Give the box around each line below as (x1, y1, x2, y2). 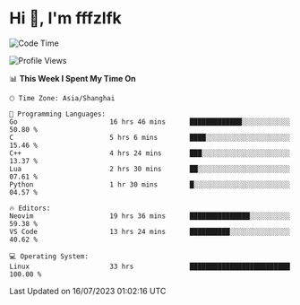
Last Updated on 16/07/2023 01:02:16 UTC (9, 285, 167, 296)
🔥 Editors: (9, 204, 51, 213)
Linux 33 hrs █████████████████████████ (9, 262, 291, 271)
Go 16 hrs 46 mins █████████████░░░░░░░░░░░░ (9, 117, 291, 126)
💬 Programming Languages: (9, 109, 106, 118)
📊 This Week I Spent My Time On (9, 73, 136, 83)
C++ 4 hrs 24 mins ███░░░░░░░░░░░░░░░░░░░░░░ (9, 148, 291, 158)
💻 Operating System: (9, 251, 90, 261)
